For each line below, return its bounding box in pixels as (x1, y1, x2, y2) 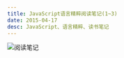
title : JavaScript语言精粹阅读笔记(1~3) (7, 10, 118, 17)
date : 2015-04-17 (7, 17, 58, 24)
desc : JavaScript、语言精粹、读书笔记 (7, 23, 109, 30)
